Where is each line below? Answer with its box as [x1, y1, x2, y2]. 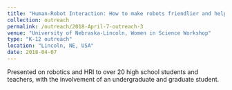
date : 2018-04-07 [7, 49, 57, 56]
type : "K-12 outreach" [7, 36, 72, 43]
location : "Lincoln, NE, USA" [7, 42, 95, 49]
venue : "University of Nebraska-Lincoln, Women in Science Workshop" [7, 29, 212, 37]
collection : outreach [7, 17, 70, 24]
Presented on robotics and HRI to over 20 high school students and [7, 67, 199, 76]
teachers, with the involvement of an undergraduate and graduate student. [7, 75, 220, 83]
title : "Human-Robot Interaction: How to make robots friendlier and [7, 10, 212, 17]
